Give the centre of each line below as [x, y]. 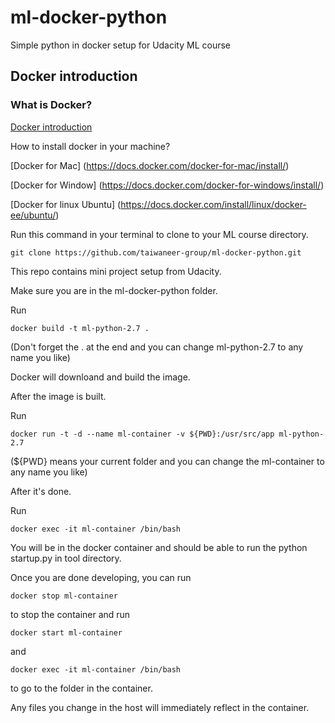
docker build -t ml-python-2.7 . [80, 328]
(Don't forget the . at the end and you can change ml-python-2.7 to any [157, 347]
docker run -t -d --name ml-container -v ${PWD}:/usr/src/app [142, 434]
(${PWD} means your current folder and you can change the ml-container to [167, 461]
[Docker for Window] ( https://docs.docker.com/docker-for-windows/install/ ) [167, 185]
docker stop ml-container [64, 596]
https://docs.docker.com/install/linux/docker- [213, 204]
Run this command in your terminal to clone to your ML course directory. [159, 234]
